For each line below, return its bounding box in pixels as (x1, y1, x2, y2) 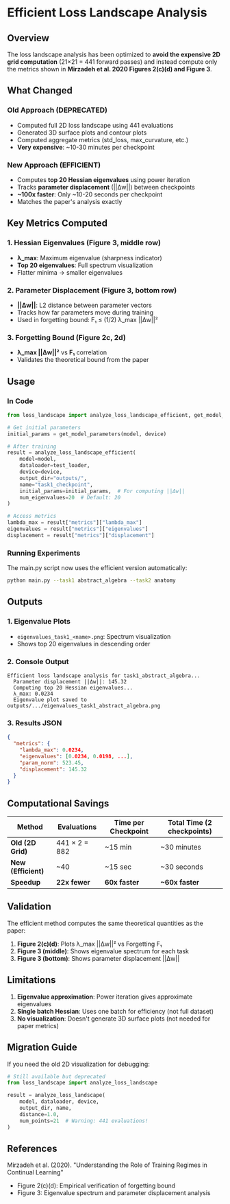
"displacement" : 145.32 (19, 766, 88, 773)
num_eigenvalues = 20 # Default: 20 (19, 494, 121, 501)
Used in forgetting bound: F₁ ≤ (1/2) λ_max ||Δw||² (16, 315, 159, 323)
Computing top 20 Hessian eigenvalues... (13, 684, 133, 691)
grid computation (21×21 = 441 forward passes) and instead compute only (7, 58, 218, 66)
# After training (7, 443, 57, 450)
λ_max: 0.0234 (13, 690, 53, 697)
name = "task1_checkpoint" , (19, 481, 94, 488)
